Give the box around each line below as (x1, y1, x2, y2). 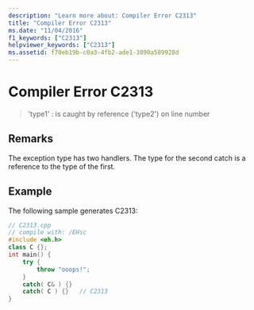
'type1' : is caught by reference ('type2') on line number (27, 109, 210, 118)
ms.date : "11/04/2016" (8, 26, 83, 34)
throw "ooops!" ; (37, 265, 90, 273)
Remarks (8, 132, 54, 145)
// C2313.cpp (8, 221, 52, 229)
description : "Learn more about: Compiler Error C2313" (8, 11, 197, 20)
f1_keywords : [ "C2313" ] (8, 33, 87, 42)
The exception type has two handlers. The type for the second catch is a (8, 153, 246, 163)
